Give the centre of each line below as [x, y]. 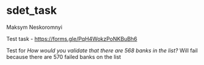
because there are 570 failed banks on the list [64, 57]
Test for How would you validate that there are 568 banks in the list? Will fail [102, 50]
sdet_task [32, 11]
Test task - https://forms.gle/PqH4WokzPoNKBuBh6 [72, 39]
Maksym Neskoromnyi [34, 27]
